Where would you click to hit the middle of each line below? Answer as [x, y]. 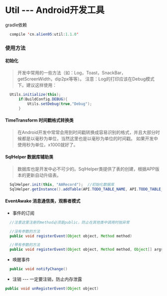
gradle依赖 [16, 25]
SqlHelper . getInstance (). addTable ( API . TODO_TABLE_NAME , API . [74, 189]
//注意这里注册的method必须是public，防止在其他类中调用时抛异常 [70, 222]
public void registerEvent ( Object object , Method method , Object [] [81, 250]
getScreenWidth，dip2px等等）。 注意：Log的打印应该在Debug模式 [86, 79]
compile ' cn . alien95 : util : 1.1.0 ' [44, 34]
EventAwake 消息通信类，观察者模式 [43, 201]
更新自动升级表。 [43, 175]
